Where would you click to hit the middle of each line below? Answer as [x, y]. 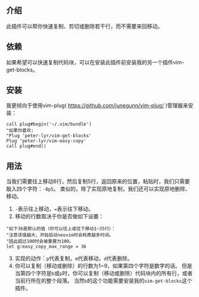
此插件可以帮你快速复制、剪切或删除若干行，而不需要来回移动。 [84, 26]
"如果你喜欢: [20, 131]
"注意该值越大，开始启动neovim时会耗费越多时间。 [60, 235]
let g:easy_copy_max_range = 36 [46, 247]
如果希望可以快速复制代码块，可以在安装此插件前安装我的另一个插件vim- [95, 62]
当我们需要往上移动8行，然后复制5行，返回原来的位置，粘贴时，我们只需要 [98, 182]
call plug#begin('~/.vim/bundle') [49, 124]
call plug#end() [26, 146]
